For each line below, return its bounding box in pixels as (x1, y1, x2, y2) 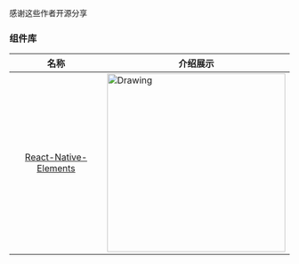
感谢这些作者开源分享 (9, 8, 87, 18)
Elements (36, 162, 76, 175)
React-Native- (25, 151, 87, 163)
